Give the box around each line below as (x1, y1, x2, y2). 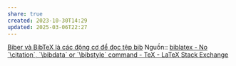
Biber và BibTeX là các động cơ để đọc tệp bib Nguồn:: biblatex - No (7, 43, 208, 52)
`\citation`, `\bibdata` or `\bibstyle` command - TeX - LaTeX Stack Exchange (7, 50, 229, 59)
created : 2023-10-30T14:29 (7, 17, 88, 24)
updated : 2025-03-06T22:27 (7, 23, 88, 31)
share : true (7, 10, 43, 18)
